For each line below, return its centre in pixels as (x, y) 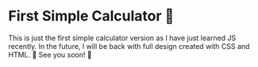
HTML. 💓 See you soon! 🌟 (50, 54)
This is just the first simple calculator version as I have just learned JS (122, 38)
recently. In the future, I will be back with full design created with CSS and (129, 46)
